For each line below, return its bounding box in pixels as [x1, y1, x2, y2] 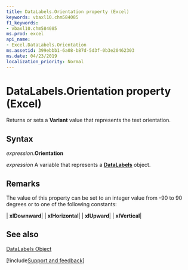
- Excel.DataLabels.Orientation [6, 42, 87, 48]
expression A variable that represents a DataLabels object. [6, 162, 151, 169]
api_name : [6, 36, 31, 42]
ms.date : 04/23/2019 [6, 53, 58, 59]
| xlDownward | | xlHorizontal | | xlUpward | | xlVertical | [6, 212, 142, 219]
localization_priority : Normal [6, 58, 84, 64]
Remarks [6, 178, 41, 188]
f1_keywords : [6, 20, 39, 26]
